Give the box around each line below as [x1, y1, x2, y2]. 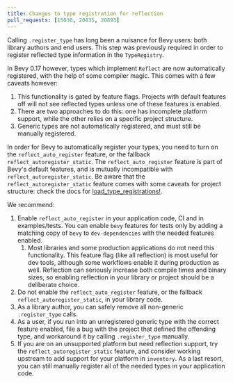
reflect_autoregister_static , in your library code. [17, 295, 163, 303]
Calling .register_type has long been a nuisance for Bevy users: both [7, 35, 207, 44]
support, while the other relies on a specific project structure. [17, 114, 193, 122]
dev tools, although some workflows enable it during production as [27, 258, 220, 266]
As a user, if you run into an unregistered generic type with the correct [17, 317, 219, 325]
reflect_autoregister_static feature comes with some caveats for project [7, 179, 221, 188]
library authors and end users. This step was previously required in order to [7, 43, 224, 51]
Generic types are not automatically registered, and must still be [17, 122, 202, 130]
